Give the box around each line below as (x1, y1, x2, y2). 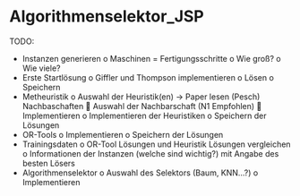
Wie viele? (21, 63, 61, 73)
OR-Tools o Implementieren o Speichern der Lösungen (21, 129, 224, 140)
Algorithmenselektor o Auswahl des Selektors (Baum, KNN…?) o (21, 167, 259, 178)
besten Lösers (21, 158, 76, 168)
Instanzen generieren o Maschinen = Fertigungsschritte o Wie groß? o (21, 53, 281, 64)
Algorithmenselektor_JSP (9, 6, 204, 27)
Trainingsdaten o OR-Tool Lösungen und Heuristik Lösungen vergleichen (21, 139, 291, 149)
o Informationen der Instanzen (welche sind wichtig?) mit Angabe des (21, 148, 279, 158)
